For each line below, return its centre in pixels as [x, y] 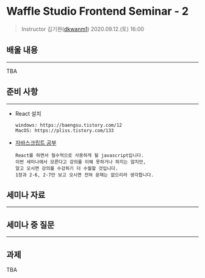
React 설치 [28, 113]
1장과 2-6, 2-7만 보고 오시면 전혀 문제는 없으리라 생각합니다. [85, 175]
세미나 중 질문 [31, 225]
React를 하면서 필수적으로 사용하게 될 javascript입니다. [80, 155]
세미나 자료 [26, 195]
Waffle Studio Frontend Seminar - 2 [98, 11]
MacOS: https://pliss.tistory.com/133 [64, 130]
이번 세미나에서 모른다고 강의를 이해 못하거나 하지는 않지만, [81, 162]
